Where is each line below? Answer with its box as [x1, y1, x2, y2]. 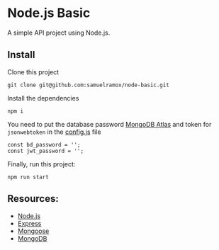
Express [17, 219, 42, 227]
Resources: [7, 193, 59, 205]
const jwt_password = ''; [7, 147, 84, 154]
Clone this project [7, 67, 60, 76]
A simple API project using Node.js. [7, 28, 111, 37]
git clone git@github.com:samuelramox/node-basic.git [7, 81, 170, 89]
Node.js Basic [7, 5, 91, 21]
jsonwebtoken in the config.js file [7, 127, 101, 136]
